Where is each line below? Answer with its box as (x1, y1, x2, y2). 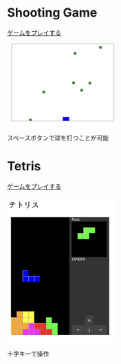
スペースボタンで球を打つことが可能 (7, 134, 109, 143)
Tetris (7, 158, 41, 174)
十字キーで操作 (7, 349, 49, 358)
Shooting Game (7, 5, 98, 21)
